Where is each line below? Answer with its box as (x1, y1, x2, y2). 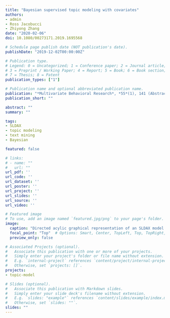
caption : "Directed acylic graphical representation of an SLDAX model (10, 226, 164, 231)
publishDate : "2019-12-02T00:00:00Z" (5, 49, 85, 55)
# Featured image (5, 211, 42, 217)
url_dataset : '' (5, 179, 39, 184)
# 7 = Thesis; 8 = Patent (5, 73, 60, 78)
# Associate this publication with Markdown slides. (5, 286, 123, 291)
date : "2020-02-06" (5, 31, 47, 36)
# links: (5, 155, 24, 161)
